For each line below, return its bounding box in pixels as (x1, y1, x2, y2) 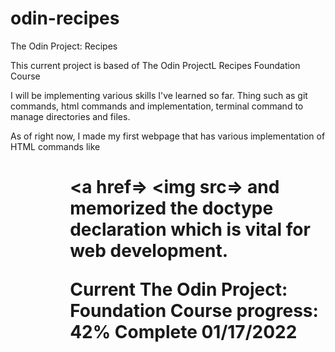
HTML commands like (10, 140, 101, 152)
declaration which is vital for (69, 218, 311, 241)
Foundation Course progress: (69, 300, 319, 322)
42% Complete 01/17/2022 (69, 321, 298, 344)
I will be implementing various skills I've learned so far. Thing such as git (10, 89, 308, 101)
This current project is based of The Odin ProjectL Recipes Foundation (10, 59, 301, 71)
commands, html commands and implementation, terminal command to (10, 100, 304, 112)
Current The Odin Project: (69, 278, 288, 301)
